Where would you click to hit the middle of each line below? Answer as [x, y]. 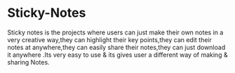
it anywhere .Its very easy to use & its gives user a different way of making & [117, 55]
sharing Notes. [29, 62]
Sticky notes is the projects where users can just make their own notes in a [115, 32]
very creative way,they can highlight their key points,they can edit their [110, 39]
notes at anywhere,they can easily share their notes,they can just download [116, 47]
